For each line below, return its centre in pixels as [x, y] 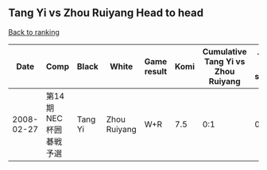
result [156, 71]
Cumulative [224, 51]
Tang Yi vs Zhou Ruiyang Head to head [106, 13]
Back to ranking [34, 32]
